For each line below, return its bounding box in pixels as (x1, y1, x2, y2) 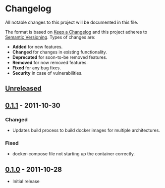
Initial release (12, 179, 40, 185)
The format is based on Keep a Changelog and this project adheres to (5, 29, 148, 35)
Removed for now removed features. (12, 59, 88, 65)
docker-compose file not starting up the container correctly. (12, 151, 135, 157)
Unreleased (5, 85, 42, 93)
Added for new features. (12, 44, 63, 49)
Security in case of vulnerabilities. (12, 70, 83, 76)
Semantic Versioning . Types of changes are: (5, 34, 96, 40)
